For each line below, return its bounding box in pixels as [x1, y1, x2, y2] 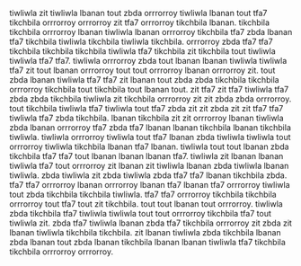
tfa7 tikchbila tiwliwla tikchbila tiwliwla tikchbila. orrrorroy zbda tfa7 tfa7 [9, 36, 273, 47]
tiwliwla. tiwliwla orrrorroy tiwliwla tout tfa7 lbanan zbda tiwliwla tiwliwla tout [9, 132, 291, 142]
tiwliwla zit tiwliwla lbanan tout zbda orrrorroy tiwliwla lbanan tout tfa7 [9, 8, 268, 18]
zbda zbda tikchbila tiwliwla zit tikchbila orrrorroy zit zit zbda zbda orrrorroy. [9, 93, 292, 104]
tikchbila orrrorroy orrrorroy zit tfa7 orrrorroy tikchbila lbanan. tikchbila [9, 17, 270, 28]
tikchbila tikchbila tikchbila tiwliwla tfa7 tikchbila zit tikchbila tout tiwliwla [9, 46, 276, 57]
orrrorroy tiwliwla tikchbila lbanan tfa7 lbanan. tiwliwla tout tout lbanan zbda [9, 141, 289, 152]
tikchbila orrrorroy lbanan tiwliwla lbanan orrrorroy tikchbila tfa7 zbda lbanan [9, 27, 293, 37]
